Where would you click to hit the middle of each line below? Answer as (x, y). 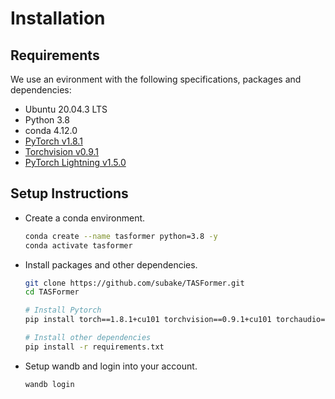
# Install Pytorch (63, 310)
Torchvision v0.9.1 (62, 151)
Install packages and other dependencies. (111, 264)
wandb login (49, 384)
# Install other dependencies (88, 338)
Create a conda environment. (85, 218)
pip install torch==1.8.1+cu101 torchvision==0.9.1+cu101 (148, 320)
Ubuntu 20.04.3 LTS (66, 109)
